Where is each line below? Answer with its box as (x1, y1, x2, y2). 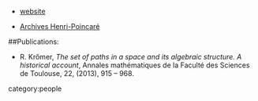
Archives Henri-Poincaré (19, 22, 100, 31)
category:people (8, 84, 62, 93)
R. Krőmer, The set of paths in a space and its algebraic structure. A (19, 52, 242, 61)
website (19, 7, 46, 16)
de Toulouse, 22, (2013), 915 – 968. (19, 69, 134, 78)
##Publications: (8, 37, 59, 46)
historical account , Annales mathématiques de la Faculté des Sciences (19, 60, 250, 70)
